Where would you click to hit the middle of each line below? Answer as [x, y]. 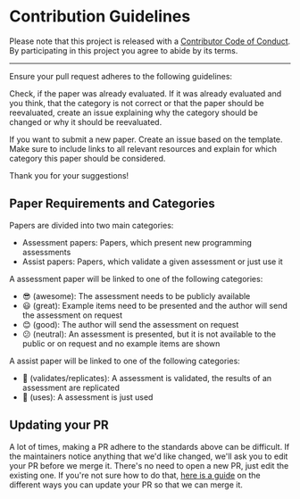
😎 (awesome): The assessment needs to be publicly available [136, 295]
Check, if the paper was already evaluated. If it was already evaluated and [146, 93]
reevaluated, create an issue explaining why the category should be [134, 112]
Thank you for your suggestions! [69, 175]
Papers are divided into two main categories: [92, 225]
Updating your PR [59, 425]
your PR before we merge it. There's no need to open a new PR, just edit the [149, 465]
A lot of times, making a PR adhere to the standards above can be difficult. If [150, 446]
